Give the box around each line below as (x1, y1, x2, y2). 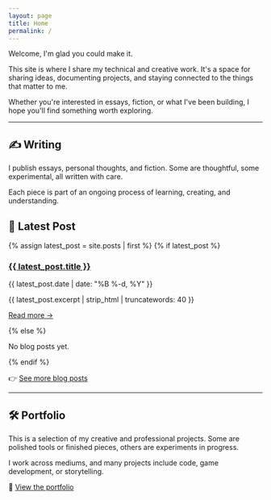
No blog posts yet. (8, 342, 70, 352)
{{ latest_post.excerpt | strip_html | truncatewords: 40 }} (8, 295, 195, 305)
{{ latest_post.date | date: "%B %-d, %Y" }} (8, 279, 153, 289)
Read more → (8, 310, 54, 320)
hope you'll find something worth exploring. (8, 106, 153, 115)
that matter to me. (8, 81, 68, 91)
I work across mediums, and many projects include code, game (8, 458, 219, 468)
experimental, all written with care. (8, 172, 123, 181)
